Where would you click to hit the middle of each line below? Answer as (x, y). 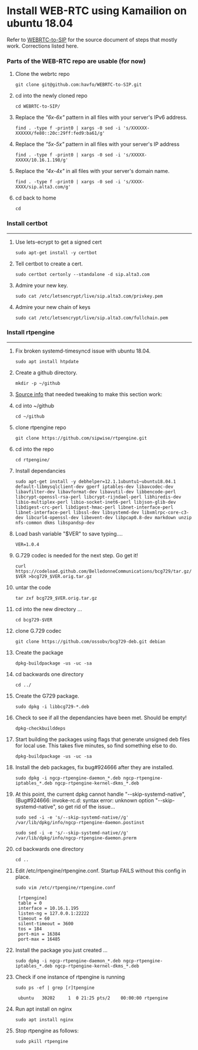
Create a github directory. (46, 373)
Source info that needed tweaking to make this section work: (89, 394)
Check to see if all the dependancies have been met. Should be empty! (101, 717)
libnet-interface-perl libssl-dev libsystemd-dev (77, 512)
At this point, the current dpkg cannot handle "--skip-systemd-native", (100, 794)
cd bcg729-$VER (34, 620)
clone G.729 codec (38, 630)
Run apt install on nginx (43, 1009)
